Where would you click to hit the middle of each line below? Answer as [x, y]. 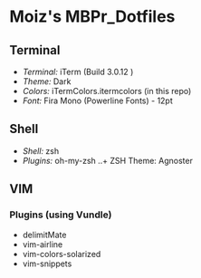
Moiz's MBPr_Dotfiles [92, 17]
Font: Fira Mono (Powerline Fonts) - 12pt [98, 101]
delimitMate [44, 235]
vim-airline [43, 244]
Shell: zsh [41, 150]
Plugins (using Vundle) [61, 215]
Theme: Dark [47, 81]
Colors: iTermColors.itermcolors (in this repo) [107, 91]
